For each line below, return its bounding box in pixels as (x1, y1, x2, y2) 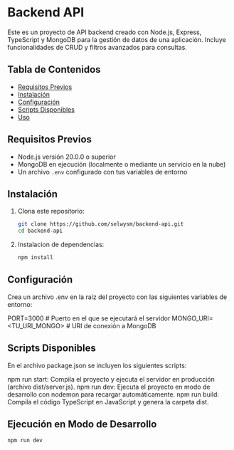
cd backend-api (17, 227, 63, 235)
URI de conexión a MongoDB (71, 321, 156, 330)
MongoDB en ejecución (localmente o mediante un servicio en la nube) (17, 159, 226, 168)
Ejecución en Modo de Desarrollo (7, 418, 157, 431)
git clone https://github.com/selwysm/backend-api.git (17, 221, 184, 228)
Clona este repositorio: (17, 207, 85, 216)
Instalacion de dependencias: (17, 240, 105, 249)
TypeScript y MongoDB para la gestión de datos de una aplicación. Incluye (7, 35, 226, 43)
